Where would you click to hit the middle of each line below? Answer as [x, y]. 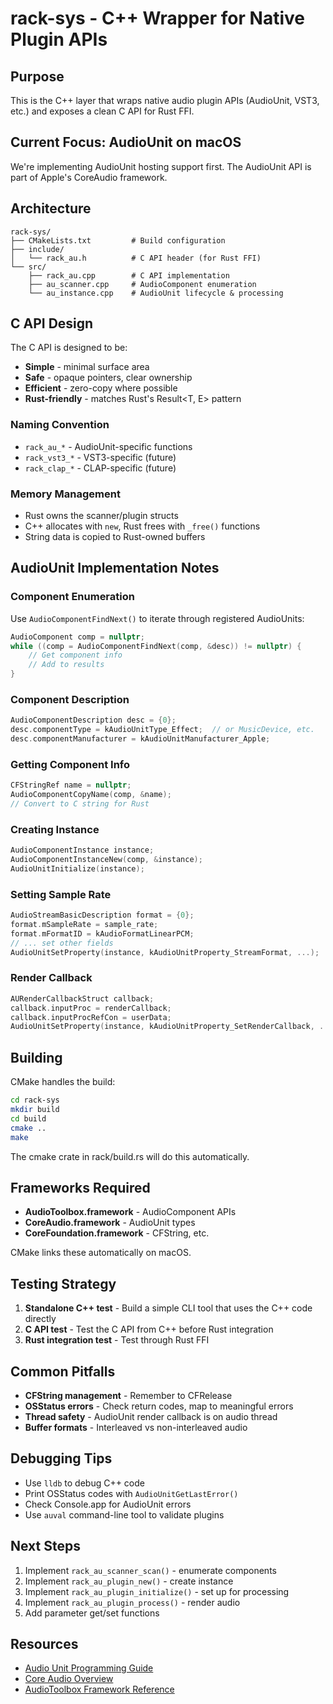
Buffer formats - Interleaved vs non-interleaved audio [136, 1427]
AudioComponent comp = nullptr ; [77, 637]
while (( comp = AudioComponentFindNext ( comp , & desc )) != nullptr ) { [156, 646]
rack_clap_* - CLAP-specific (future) [100, 468]
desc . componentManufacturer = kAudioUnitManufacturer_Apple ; [140, 739]
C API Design [52, 323]
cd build [28, 1118]
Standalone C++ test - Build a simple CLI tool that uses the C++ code [168, 1308]
